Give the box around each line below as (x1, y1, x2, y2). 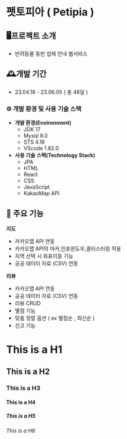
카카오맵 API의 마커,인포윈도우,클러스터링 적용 (14, 245, 121, 252)
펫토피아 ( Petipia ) (6, 5, 95, 19)
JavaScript (23, 184, 50, 191)
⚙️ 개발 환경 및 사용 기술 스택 (6, 105, 82, 113)
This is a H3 (6, 384, 41, 392)
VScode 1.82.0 (23, 145, 59, 152)
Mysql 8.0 (23, 132, 48, 139)
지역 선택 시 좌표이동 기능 (14, 252, 74, 259)
